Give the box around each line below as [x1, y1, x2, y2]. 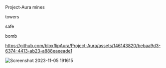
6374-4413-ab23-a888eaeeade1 [5, 48, 72, 54]
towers [5, 14, 19, 19]
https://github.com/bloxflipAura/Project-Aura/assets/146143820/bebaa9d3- [5, 43, 161, 49]
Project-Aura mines [5, 4, 45, 10]
